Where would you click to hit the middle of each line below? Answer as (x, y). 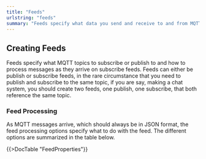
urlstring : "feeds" (31, 18)
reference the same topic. (39, 95)
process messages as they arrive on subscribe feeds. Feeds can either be (100, 69)
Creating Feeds (36, 48)
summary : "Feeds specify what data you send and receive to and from (97, 23)
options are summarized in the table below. (61, 138)
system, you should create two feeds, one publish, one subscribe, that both (102, 89)
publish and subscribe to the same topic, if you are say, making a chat (95, 83)
